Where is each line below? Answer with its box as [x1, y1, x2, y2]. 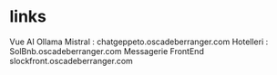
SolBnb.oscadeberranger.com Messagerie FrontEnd [9, 45, 205, 56]
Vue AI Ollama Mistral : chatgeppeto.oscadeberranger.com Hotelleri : [9, 36, 269, 47]
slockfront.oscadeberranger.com [9, 55, 134, 66]
